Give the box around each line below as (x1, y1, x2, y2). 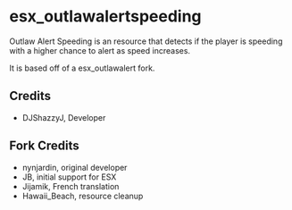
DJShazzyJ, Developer (21, 112, 106, 122)
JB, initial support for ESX (21, 172, 117, 182)
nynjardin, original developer (21, 162, 128, 172)
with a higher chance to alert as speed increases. (9, 45, 190, 55)
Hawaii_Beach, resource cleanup (21, 190, 144, 201)
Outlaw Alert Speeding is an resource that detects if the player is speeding (9, 36, 283, 46)
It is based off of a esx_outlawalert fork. (9, 63, 155, 73)
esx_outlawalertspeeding (9, 6, 203, 27)
